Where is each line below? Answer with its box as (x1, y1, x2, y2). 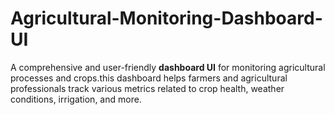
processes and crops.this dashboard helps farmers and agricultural (10, 72, 288, 84)
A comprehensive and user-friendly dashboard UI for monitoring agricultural (10, 61, 326, 73)
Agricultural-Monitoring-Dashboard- (10, 7, 323, 30)
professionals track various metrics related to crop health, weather (10, 82, 285, 94)
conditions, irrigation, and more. (10, 93, 142, 105)
